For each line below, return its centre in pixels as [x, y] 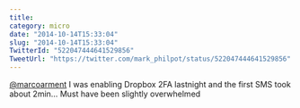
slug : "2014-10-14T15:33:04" [64, 42]
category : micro [40, 26]
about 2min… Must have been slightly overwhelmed [105, 94]
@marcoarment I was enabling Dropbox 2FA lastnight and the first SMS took [150, 84]
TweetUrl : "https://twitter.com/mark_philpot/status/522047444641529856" [150, 59]
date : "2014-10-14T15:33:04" [64, 34]
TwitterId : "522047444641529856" [72, 51]
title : [22, 17]
